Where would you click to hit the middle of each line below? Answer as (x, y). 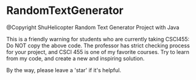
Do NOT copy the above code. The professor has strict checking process (98, 45)
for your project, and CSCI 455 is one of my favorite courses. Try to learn (98, 52)
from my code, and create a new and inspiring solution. (75, 58)
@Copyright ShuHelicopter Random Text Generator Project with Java (93, 27)
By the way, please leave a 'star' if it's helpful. (64, 70)
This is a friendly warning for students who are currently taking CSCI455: (98, 39)
